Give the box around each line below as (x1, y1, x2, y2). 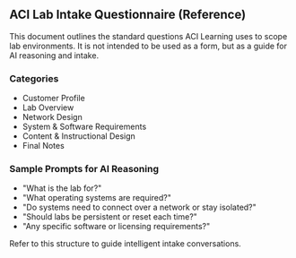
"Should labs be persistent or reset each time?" (22, 211, 197, 222)
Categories (9, 72, 59, 84)
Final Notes (22, 141, 65, 151)
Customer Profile (22, 93, 85, 104)
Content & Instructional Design (22, 131, 136, 142)
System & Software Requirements (22, 121, 147, 133)
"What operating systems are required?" (22, 193, 172, 203)
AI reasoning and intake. (9, 49, 100, 61)
